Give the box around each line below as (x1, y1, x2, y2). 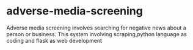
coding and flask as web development (6, 37, 103, 44)
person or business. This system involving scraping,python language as (6, 30, 188, 37)
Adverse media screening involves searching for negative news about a (6, 24, 186, 31)
